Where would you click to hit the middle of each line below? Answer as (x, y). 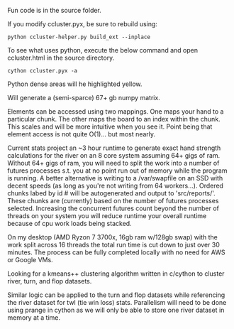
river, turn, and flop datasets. (50, 281)
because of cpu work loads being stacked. (70, 223)
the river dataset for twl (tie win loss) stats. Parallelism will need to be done (117, 302)
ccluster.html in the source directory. (61, 58)
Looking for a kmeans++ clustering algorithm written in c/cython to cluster (116, 274)
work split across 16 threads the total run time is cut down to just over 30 (113, 245)
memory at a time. (34, 318)
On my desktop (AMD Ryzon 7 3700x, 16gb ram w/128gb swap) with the (113, 237)
